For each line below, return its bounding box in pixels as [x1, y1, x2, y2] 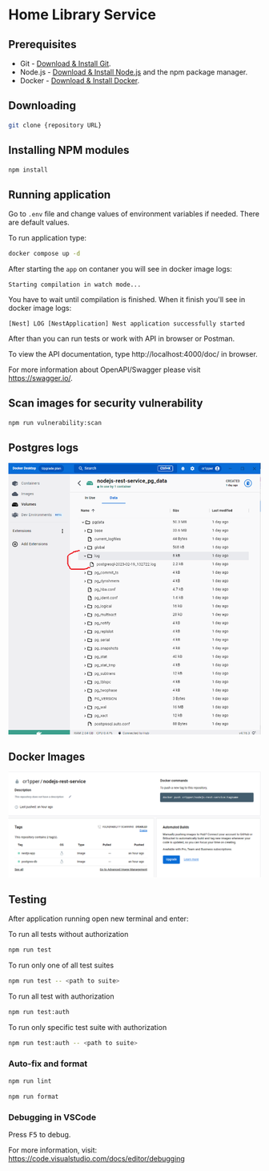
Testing [8, 893, 47, 907]
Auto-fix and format [8, 1058, 88, 1069]
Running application [8, 188, 111, 201]
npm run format [8, 1092, 59, 1101]
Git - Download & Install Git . [19, 59, 111, 68]
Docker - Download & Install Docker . [19, 76, 140, 85]
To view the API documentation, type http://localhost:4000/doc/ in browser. [8, 349, 258, 359]
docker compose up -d [8, 250, 81, 258]
